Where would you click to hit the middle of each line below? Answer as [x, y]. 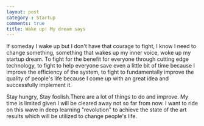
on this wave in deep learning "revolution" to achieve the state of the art [97, 110]
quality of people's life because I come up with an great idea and [88, 79]
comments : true [26, 23]
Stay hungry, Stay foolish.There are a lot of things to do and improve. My [97, 97]
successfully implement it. [39, 85]
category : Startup [31, 18]
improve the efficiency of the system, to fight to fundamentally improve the [100, 72]
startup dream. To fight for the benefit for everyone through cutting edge [97, 59]
